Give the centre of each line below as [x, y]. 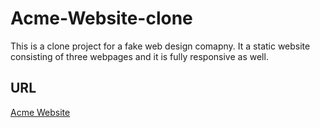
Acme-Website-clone [101, 18]
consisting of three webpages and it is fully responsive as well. [139, 56]
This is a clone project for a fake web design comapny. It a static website [160, 46]
